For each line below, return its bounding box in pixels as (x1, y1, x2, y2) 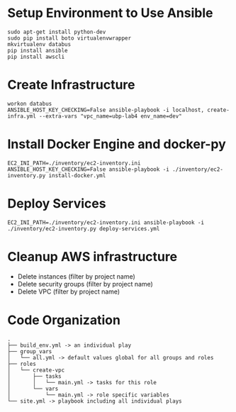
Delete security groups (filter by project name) (17, 279, 154, 288)
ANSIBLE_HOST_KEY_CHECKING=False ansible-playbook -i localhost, (7, 106, 204, 113)
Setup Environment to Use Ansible (7, 5, 213, 21)
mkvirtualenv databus (7, 40, 72, 48)
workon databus (7, 100, 52, 107)
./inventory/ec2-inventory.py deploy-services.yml (7, 225, 160, 232)
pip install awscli (7, 53, 65, 60)
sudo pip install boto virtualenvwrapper (7, 34, 132, 42)
